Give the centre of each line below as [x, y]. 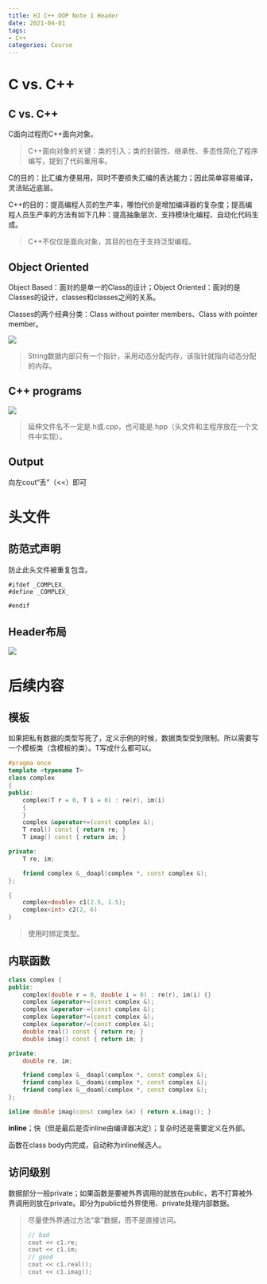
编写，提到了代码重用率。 [70, 161]
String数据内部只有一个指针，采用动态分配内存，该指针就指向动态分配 [142, 356]
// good [40, 1257]
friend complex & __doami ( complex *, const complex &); [115, 1083]
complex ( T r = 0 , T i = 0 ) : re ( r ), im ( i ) [94, 800]
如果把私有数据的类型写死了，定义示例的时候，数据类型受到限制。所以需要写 [133, 738]
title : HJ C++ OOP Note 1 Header [64, 16]
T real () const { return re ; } [74, 830]
